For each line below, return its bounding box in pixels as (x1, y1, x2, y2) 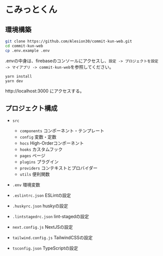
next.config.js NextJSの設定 (12, 224, 73, 230)
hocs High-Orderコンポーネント (19, 140, 84, 146)
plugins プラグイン (19, 159, 59, 165)
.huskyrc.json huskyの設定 (12, 203, 69, 209)
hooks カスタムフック (19, 147, 63, 153)
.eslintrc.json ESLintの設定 (12, 192, 71, 198)
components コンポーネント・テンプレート (19, 128, 104, 134)
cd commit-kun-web (5, 43, 43, 48)
